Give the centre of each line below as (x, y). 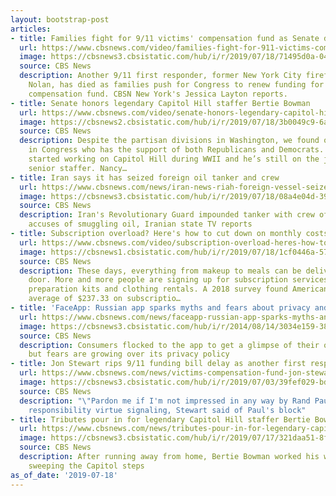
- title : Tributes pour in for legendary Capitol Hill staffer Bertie (160, 419)
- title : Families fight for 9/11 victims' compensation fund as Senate (165, 38)
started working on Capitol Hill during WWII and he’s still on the (174, 159)
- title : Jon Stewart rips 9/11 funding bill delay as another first (158, 364)
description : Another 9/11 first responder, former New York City (160, 76)
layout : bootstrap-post (60, 19)
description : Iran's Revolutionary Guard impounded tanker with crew (167, 215)
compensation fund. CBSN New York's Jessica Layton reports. (158, 94)
